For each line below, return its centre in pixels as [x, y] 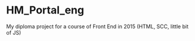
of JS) [14, 32]
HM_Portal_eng [45, 10]
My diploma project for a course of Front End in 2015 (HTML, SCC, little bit [97, 26]
